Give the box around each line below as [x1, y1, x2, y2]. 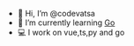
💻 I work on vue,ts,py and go [17, 27, 125, 37]
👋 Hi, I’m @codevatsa [17, 9, 95, 18]
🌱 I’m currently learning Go [17, 17, 115, 28]
